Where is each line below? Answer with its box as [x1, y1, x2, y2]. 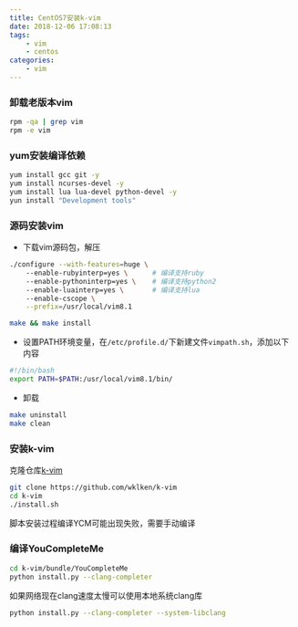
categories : [9, 56, 55, 65]
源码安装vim [9, 219, 64, 232]
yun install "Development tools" [9, 195, 137, 205]
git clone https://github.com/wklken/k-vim [9, 483, 178, 492]
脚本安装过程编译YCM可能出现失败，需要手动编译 [9, 517, 196, 528]
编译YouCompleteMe [9, 542, 105, 555]
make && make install [9, 319, 92, 329]
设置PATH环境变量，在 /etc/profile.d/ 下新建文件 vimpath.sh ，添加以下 [22, 337, 290, 348]
